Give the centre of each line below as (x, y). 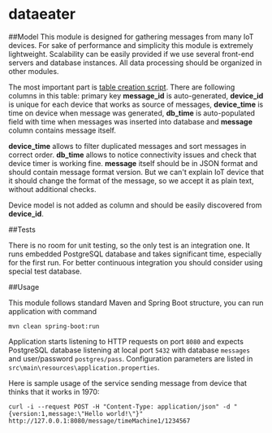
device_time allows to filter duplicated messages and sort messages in (127, 146)
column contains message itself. (62, 130)
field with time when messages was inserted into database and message (131, 121)
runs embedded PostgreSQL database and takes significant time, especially (135, 254)
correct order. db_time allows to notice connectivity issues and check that (133, 155)
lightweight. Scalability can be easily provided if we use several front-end (131, 54)
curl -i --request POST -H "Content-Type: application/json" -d (119, 407)
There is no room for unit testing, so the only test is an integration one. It (129, 245)
